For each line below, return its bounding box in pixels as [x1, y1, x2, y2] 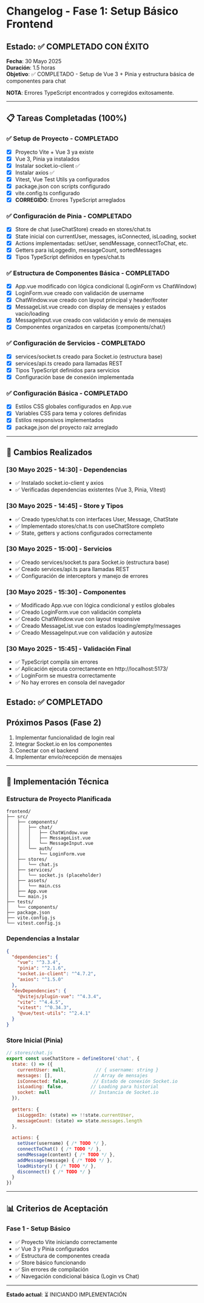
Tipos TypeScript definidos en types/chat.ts [15, 253, 126, 260]
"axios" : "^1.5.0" [17, 976, 64, 982]
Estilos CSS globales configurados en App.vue [15, 403, 132, 410]
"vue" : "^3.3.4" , [17, 959, 61, 965]
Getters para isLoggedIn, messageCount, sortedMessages [15, 246, 162, 254]
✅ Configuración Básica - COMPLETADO [6, 389, 129, 397]
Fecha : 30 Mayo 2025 [6, 58, 62, 64]
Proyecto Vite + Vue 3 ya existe [15, 148, 94, 156]
